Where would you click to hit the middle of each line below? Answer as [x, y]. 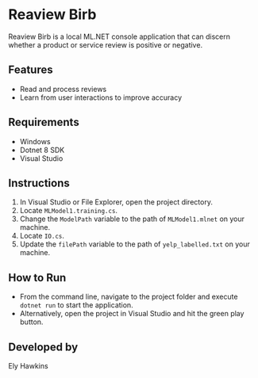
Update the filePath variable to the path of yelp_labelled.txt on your [135, 244]
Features [31, 70]
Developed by [43, 347]
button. [31, 322]
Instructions [39, 183]
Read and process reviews [63, 89]
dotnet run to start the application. [76, 305]
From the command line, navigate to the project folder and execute [129, 297]
